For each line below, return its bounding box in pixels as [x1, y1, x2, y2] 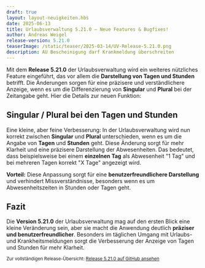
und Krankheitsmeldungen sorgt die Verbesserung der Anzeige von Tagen [6, 237, 195, 245]
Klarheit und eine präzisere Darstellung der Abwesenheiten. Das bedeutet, [6, 146, 195, 153]
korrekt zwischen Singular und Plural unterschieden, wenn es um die [6, 133, 182, 140]
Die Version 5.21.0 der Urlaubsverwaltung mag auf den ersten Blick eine [6, 218, 190, 225]
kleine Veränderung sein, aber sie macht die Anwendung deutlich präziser [6, 224, 195, 232]
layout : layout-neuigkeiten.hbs [6, 15, 89, 21]
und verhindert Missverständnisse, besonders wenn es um [6, 177, 155, 184]
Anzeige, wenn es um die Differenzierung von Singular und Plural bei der [6, 85, 192, 93]
